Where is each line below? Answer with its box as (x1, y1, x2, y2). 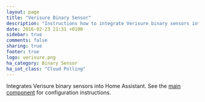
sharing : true (6, 43, 43, 49)
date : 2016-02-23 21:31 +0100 (6, 26, 84, 32)
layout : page (6, 9, 40, 15)
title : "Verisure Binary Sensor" (6, 15, 92, 21)
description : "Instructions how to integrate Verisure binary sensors (6, 20, 190, 26)
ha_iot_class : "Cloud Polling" (6, 65, 86, 72)
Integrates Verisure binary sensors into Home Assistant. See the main (6, 82, 181, 90)
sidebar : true (6, 32, 43, 38)
